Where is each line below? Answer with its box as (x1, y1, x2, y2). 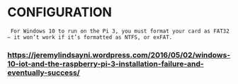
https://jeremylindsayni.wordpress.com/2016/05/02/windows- (7, 50, 231, 60)
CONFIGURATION (7, 4, 112, 20)
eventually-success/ (7, 68, 80, 78)
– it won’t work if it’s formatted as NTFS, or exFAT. (7, 33, 173, 41)
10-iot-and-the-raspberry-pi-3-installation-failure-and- (7, 59, 204, 68)
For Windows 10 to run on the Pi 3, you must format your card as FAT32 (10, 28, 230, 35)
